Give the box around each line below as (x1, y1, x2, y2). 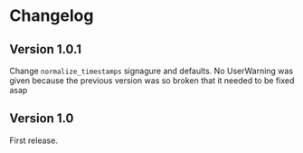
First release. (9, 135, 59, 146)
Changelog (9, 5, 94, 26)
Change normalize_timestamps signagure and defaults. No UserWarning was (9, 65, 294, 76)
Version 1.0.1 (9, 42, 82, 57)
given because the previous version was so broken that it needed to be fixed (9, 75, 295, 86)
